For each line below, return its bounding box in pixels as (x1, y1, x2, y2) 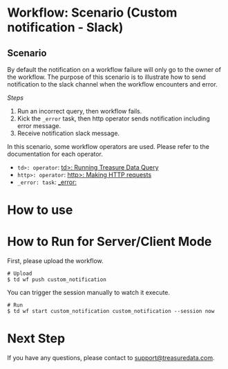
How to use (7, 202, 73, 218)
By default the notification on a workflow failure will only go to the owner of (7, 66, 221, 73)
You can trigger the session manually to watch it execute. (7, 289, 171, 297)
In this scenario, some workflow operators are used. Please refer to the (7, 143, 209, 150)
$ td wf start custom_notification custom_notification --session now (7, 308, 215, 315)
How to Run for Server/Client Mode (7, 234, 212, 250)
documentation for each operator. (7, 150, 104, 158)
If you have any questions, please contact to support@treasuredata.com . (7, 354, 216, 362)
